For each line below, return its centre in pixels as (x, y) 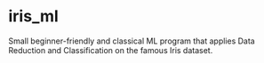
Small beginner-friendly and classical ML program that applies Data (132, 41)
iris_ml (33, 16)
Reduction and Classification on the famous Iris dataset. (111, 50)
